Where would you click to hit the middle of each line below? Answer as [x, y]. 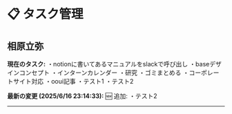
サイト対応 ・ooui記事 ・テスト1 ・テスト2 [73, 81]
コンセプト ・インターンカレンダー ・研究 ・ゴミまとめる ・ [104, 73]
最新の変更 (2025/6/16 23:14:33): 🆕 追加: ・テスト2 [82, 96]
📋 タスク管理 [46, 14]
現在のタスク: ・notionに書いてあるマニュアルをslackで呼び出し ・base [108, 64]
